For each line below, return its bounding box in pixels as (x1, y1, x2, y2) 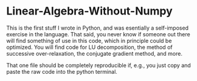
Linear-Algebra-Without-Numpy (6, 4, 173, 18)
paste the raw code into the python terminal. (6, 68, 117, 75)
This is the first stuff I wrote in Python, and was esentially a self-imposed (6, 24, 189, 31)
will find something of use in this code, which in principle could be (6, 37, 172, 44)
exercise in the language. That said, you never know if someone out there (6, 30, 190, 37)
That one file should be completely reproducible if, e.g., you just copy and (6, 62, 192, 69)
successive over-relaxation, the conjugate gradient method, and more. (6, 50, 182, 57)
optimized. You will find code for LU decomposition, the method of (6, 44, 173, 51)
